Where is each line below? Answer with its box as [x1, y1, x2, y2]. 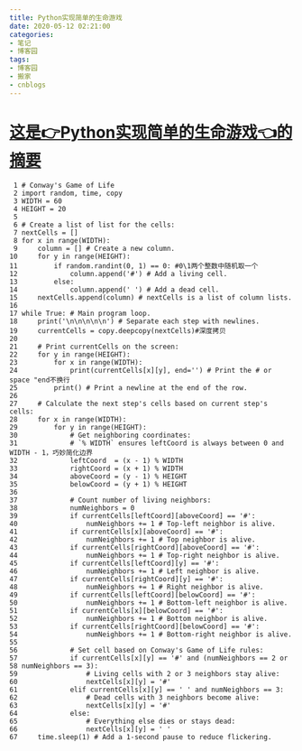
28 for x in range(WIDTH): [9, 414, 127, 424]
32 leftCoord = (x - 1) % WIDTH [9, 456, 183, 465]
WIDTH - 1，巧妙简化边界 [9, 448, 93, 457]
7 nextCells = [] [13, 227, 78, 237]
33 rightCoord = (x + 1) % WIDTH [9, 464, 183, 473]
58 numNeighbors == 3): [9, 661, 99, 671]
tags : [9, 55, 30, 64]
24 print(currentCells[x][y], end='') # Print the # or [9, 366, 272, 375]
